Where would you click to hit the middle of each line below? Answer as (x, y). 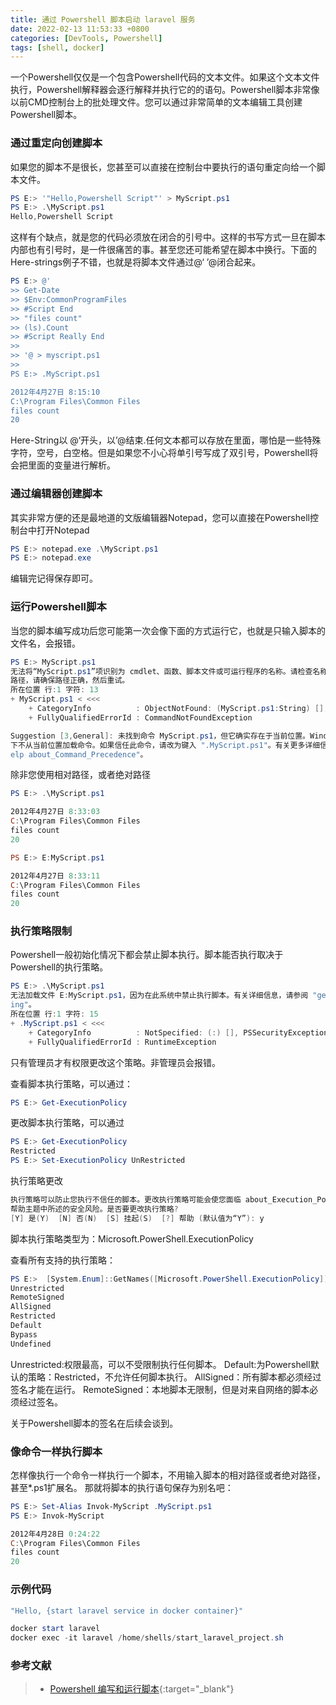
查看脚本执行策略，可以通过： (71, 1083)
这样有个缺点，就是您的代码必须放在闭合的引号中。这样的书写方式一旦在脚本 (168, 237)
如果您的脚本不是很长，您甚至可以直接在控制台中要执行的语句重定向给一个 (163, 167)
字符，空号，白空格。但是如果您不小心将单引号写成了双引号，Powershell (160, 453)
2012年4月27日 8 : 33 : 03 (55, 812)
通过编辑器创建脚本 (56, 494)
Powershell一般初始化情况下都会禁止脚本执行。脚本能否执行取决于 (147, 955)
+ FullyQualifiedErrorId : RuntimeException (122, 1042)
